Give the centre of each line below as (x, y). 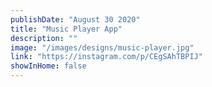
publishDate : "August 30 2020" (75, 19)
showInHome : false (48, 66)
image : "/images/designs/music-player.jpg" (102, 47)
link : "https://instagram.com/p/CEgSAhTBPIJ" (106, 57)
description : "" (44, 38)
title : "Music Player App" (66, 29)
